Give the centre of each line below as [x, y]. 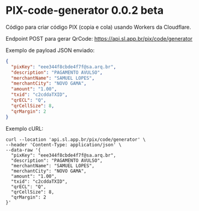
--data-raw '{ [23, 150]
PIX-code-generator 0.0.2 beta [84, 10]
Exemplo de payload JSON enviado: [50, 50]
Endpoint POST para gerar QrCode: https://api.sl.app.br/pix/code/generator [99, 38]
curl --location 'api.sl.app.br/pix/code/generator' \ [76, 139]
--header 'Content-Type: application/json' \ [63, 144]
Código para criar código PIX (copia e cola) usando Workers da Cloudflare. [99, 27]
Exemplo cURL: [24, 128]
